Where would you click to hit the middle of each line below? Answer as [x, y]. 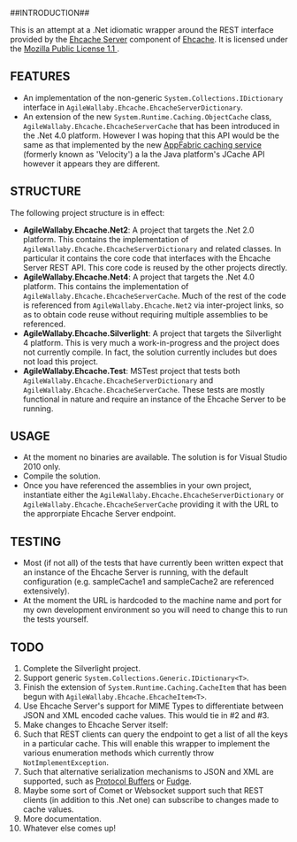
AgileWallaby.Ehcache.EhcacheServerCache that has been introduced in [151, 126]
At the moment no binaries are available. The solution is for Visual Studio [155, 457]
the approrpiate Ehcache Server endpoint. [99, 514]
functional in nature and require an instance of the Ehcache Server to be [154, 399]
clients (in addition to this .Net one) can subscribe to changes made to [151, 800]
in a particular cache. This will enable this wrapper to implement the [146, 744]
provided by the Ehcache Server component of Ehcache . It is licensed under [149, 39]
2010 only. [42, 467]
